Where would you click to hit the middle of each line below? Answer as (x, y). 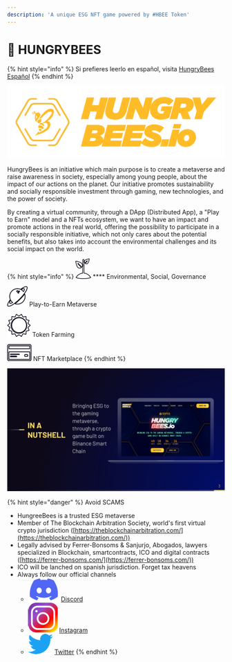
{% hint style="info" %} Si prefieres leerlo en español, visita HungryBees (111, 68)
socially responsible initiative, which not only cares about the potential (107, 235)
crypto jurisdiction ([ (46, 530)
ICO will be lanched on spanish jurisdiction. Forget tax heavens (107, 567)
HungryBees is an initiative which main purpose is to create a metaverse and (116, 169)
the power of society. (37, 199)
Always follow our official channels (67, 574)
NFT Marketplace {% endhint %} (79, 359)
